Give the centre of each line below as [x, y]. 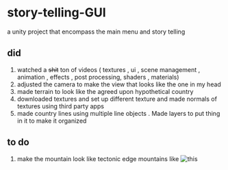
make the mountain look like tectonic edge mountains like [98, 158]
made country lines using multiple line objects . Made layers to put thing [118, 113]
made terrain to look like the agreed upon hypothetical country [105, 91]
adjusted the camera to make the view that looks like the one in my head [119, 84]
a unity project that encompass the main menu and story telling [96, 32]
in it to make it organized [52, 121]
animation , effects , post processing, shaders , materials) [98, 77]
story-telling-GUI [56, 13]
